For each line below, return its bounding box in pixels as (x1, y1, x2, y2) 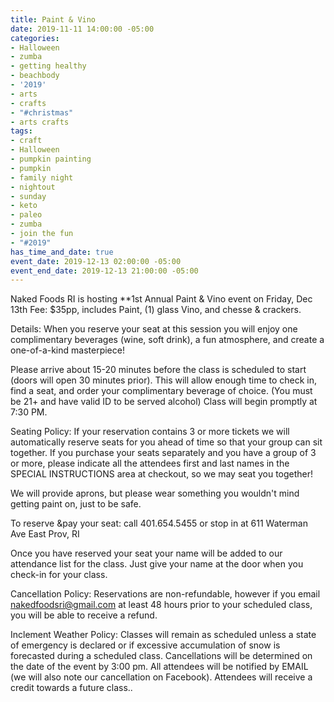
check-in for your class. (10, 569, 108, 581)
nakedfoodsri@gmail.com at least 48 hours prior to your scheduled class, (10, 599, 313, 611)
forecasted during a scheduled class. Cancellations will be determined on (10, 650, 313, 662)
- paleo (10, 210, 43, 220)
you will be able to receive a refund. (10, 609, 158, 621)
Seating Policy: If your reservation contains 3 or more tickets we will (10, 426, 290, 438)
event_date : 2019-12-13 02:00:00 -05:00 (10, 256, 182, 266)
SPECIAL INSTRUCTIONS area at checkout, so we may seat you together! (10, 468, 314, 480)
